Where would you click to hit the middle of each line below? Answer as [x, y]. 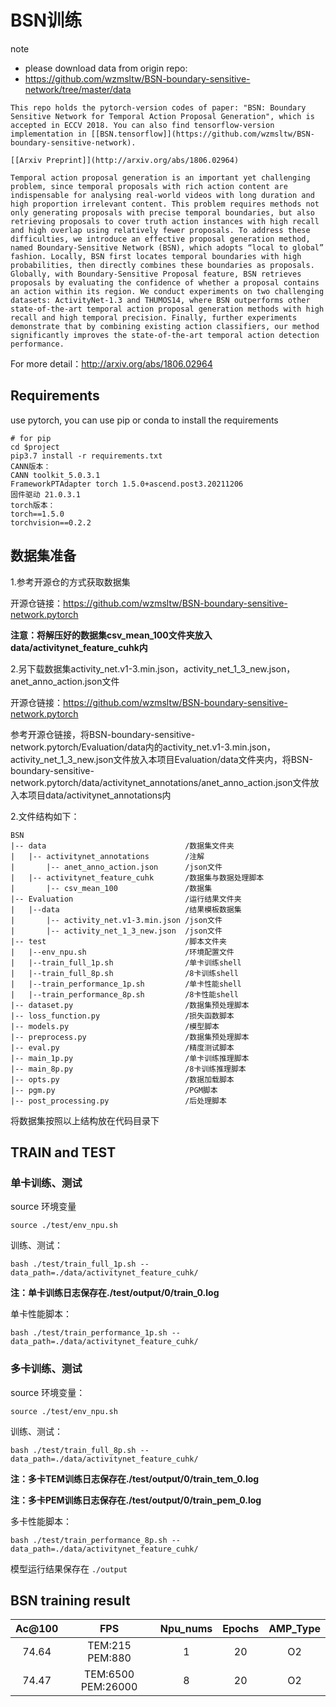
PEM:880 [109, 1658]
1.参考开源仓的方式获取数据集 [70, 582]
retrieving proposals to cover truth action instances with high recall [165, 221]
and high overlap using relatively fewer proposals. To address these [160, 230]
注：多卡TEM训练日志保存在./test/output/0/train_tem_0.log [135, 1478]
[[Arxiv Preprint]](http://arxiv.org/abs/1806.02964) [125, 160]
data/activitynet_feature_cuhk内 [79, 647]
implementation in [48, 134]
